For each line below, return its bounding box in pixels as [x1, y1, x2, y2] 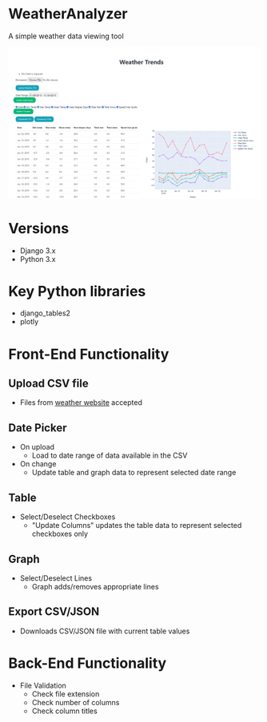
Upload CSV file [8, 377, 90, 391]
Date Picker [8, 421, 67, 434]
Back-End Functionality [8, 654, 167, 672]
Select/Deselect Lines [19, 573, 93, 583]
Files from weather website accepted [19, 398, 142, 407]
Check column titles [31, 706, 98, 716]
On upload [19, 442, 54, 452]
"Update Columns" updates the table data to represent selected [31, 521, 242, 530]
